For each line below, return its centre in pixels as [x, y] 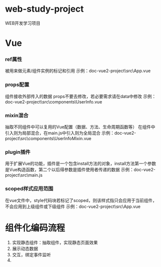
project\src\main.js [24, 175]
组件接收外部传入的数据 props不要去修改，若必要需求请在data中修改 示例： [80, 96]
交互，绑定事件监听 [31, 254]
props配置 [17, 85]
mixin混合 [17, 115]
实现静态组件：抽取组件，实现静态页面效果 [55, 242]
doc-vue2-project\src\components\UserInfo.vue [54, 102]
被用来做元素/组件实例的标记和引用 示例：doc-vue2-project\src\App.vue [78, 71]
